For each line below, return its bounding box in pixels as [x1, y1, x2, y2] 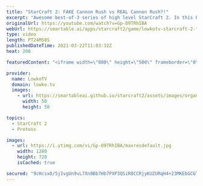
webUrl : [6, 25, 26, 32]
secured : [6, 170, 28, 176]
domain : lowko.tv [11, 81, 56, 88]
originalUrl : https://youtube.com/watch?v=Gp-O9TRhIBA [6, 20, 147, 26]
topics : [6, 115, 26, 121]
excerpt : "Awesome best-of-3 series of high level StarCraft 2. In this [6, 15, 193, 21]
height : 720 [17, 154, 47, 161]
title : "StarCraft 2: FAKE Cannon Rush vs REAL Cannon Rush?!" [6, 8, 169, 15]
